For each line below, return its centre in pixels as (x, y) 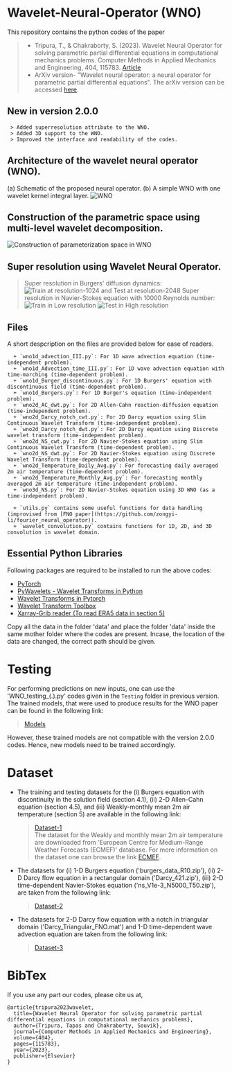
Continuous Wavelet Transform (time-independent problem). (94, 423)
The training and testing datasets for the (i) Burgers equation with (110, 792)
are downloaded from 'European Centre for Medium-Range (119, 842)
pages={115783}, (37, 1044)
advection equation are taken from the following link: (92, 934)
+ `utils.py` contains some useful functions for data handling (108, 508)
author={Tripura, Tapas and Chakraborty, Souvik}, (88, 1026)
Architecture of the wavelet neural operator (103, 161)
